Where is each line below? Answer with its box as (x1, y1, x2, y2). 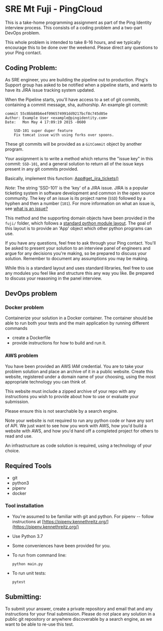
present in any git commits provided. (5, 166, 79, 172)
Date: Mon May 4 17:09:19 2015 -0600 (5, 119, 86, 125)
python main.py (12, 561, 43, 566)
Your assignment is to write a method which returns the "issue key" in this (5, 155, 153, 161)
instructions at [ (12, 518, 44, 524)
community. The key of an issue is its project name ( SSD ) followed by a (5, 195, 146, 201)
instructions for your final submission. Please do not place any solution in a (5, 611, 155, 617)
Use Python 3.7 (12, 533, 43, 539)
